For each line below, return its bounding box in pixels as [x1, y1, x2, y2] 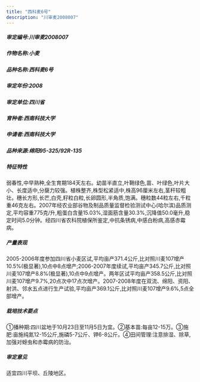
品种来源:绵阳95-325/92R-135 [6, 147, 82, 154]
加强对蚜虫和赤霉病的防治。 [6, 338, 75, 346]
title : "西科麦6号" [6, 8, 51, 15]
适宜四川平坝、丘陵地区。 [6, 369, 69, 377]
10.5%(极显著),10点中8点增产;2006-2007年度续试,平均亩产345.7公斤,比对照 [6, 262, 191, 270]
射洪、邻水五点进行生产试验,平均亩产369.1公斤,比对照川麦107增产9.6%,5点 [6, 285, 189, 292]
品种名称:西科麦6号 [6, 66, 54, 73]
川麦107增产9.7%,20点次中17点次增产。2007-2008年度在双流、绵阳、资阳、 [6, 277, 194, 285]
